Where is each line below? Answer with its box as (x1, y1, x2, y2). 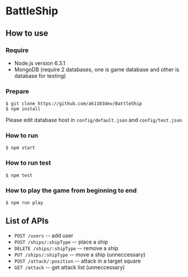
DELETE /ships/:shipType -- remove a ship (14, 244, 119, 252)
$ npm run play (5, 200, 44, 206)
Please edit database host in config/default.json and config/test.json (5, 117, 183, 124)
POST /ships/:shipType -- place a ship (14, 238, 109, 245)
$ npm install (5, 106, 41, 112)
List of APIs (5, 216, 49, 226)
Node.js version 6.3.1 (14, 59, 66, 66)
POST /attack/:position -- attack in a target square (14, 257, 141, 264)
